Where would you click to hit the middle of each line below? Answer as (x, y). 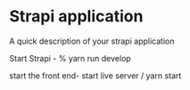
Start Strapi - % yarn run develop (70, 58)
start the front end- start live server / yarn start (95, 75)
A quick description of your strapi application (92, 41)
